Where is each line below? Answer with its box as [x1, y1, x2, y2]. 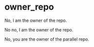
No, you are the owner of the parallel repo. [4, 36, 89, 42]
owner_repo [4, 1, 54, 13]
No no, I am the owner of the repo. [4, 27, 74, 32]
